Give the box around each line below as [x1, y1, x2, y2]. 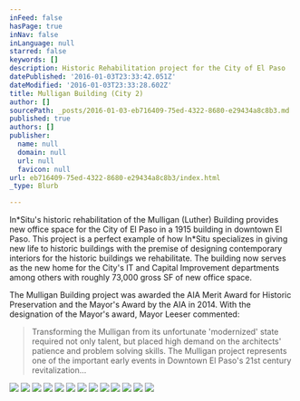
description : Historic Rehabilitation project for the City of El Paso [9, 64, 285, 73]
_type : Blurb [9, 182, 59, 191]
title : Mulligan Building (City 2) [9, 89, 144, 98]
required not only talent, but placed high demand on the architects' [31, 336, 282, 347]
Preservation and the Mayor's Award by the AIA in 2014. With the [9, 300, 251, 310]
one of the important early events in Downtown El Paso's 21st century [31, 355, 292, 367]
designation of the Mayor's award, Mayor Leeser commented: [9, 309, 240, 320]
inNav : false [9, 30, 59, 39]
